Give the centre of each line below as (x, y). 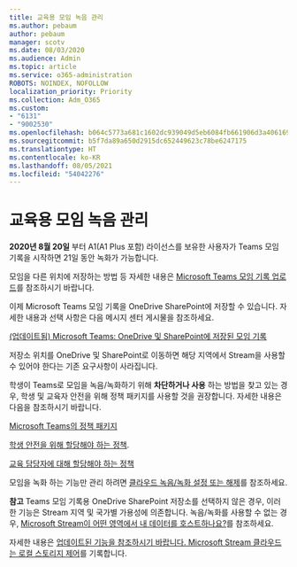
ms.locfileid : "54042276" (57, 174)
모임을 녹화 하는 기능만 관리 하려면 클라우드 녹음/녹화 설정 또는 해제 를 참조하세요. (148, 483)
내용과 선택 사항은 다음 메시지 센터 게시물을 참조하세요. (120, 318)
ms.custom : (29, 108)
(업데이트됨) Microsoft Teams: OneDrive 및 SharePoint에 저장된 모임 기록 (138, 337)
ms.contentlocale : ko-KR (55, 157)
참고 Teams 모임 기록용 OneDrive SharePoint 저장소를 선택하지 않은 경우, (137, 501)
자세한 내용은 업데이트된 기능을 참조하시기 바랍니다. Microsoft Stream (130, 542)
